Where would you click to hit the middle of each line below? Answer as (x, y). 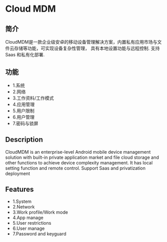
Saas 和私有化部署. (25, 55)
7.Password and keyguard (39, 234)
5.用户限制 (23, 111)
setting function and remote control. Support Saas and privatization (75, 168)
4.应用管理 (24, 104)
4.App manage (28, 218)
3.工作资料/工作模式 (33, 98)
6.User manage (29, 228)
